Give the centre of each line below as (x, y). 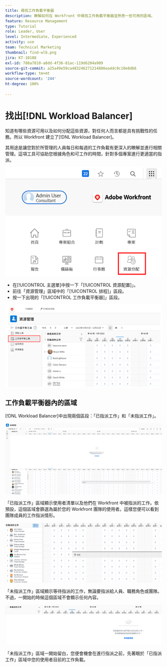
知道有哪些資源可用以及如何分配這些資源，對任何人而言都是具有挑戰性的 (79, 131)
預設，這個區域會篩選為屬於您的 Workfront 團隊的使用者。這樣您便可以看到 (82, 509)
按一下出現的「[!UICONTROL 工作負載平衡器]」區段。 (67, 297)
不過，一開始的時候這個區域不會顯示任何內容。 (53, 597)
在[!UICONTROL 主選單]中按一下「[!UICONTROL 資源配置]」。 (75, 285)
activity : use (20, 42)
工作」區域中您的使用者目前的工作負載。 (46, 660)
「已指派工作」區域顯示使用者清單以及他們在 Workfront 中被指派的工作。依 (82, 503)
